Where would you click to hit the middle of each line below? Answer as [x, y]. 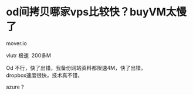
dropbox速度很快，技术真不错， [45, 75]
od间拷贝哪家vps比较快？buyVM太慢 [96, 12]
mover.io [17, 43]
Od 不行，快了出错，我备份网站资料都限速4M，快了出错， [76, 67]
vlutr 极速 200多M [29, 55]
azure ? [15, 87]
